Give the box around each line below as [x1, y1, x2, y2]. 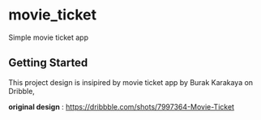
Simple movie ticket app [8, 32, 89, 42]
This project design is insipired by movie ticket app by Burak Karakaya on [8, 77, 254, 87]
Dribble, [8, 86, 35, 96]
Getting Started [8, 56, 88, 70]
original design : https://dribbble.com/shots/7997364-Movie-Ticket [8, 101, 235, 111]
